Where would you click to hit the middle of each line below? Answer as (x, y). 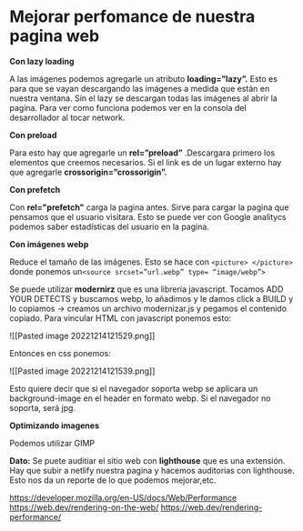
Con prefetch (35, 189)
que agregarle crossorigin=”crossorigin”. (88, 172)
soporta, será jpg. (42, 407)
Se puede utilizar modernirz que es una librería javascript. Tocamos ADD (146, 289)
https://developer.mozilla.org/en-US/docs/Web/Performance (123, 497)
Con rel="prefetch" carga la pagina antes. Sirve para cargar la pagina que (149, 207)
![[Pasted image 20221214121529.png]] (82, 336)
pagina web (55, 36)
